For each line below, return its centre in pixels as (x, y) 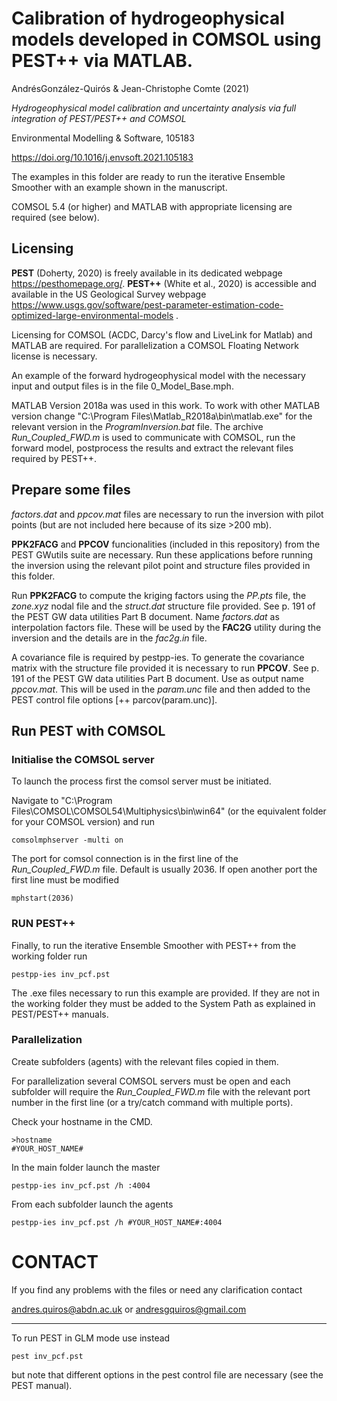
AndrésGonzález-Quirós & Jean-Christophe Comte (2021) (130, 88)
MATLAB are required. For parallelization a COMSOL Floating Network (155, 345)
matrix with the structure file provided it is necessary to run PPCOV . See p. (165, 668)
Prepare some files (71, 490)
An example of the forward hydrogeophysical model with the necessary (158, 375)
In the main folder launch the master (86, 1167)
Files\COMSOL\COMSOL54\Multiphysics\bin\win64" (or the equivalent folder (169, 811)
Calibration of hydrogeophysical (148, 18)
